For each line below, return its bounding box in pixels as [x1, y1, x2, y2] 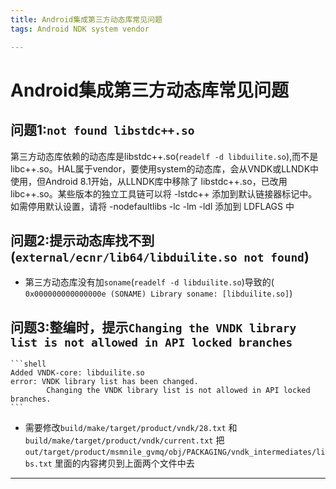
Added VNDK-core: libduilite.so [10, 368, 145, 378]
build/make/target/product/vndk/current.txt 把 [24, 434, 225, 446]
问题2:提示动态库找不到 [10, 232, 155, 249]
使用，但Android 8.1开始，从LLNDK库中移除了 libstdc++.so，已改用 [10, 175, 288, 187]
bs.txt [24, 459, 53, 470]
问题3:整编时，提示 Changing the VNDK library [10, 319, 297, 336]
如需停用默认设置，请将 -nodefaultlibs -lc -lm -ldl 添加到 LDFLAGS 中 [10, 200, 295, 212]
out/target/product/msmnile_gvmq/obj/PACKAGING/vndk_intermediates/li [24, 447, 326, 458]
